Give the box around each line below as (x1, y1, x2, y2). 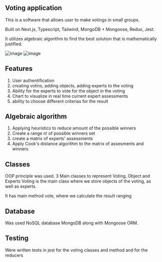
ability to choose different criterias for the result (12, 98, 108, 104)
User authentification (12, 78, 55, 83)
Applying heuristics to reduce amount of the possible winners (12, 125, 136, 131)
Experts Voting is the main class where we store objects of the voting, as (5, 178, 151, 184)
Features (5, 64, 33, 73)
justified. (5, 41, 23, 47)
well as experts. (5, 183, 37, 189)
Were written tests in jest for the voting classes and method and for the (5, 247, 148, 253)
